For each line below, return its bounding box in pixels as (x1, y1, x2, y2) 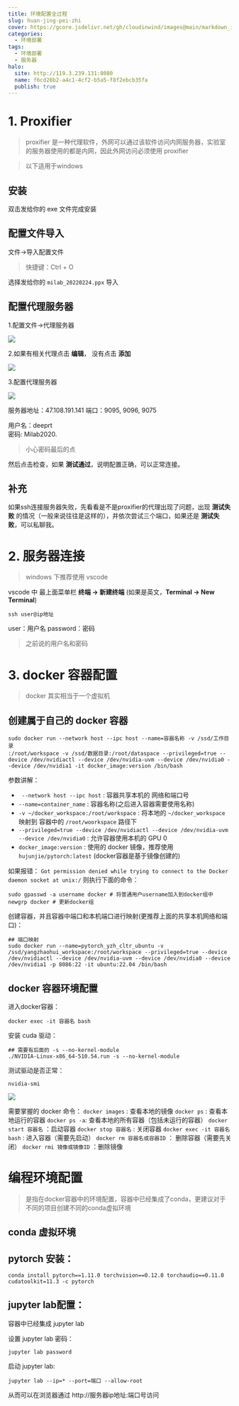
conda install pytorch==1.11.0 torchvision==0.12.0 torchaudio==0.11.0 (8, 1272, 224, 1279)
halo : (8, 63, 24, 70)
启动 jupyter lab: (8, 1361, 55, 1370)
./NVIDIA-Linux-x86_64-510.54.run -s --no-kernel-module (8, 1053, 180, 1060)
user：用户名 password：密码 (8, 624, 95, 633)
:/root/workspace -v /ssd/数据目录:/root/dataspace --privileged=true (8, 750, 217, 758)
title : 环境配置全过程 (8, 10, 68, 18)
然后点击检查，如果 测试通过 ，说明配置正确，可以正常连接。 (8, 460, 184, 468)
